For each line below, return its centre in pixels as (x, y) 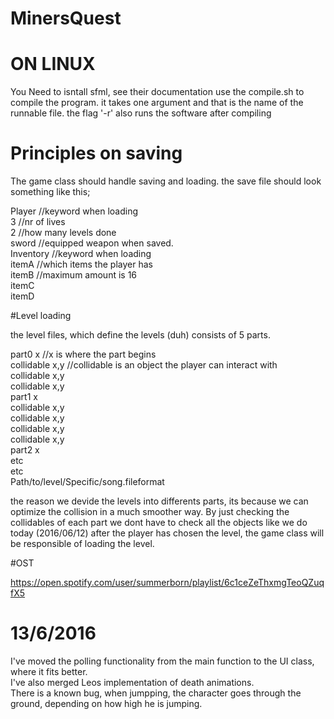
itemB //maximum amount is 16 (74, 275)
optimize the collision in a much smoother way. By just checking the (150, 512)
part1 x (24, 397)
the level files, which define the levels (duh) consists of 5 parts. (140, 335)
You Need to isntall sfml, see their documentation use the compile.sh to (157, 92)
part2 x (25, 450)
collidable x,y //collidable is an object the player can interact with (144, 365)
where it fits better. (49, 671)
